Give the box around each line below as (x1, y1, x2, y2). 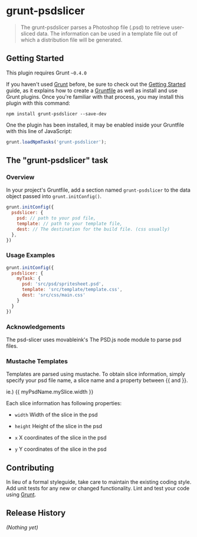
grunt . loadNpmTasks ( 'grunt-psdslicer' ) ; (6, 139, 107, 145)
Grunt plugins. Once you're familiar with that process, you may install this (6, 93, 184, 100)
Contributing (6, 462, 54, 473)
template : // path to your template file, (17, 221, 123, 227)
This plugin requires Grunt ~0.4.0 (6, 69, 87, 76)
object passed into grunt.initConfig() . (6, 193, 102, 200)
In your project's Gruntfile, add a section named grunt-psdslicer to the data (6, 186, 191, 193)
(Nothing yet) (6, 523, 38, 530)
